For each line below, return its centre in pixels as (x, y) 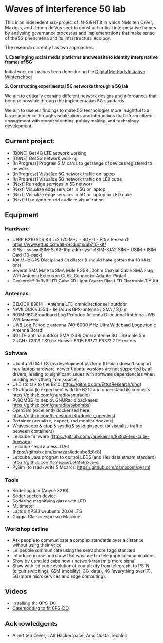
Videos (16, 592)
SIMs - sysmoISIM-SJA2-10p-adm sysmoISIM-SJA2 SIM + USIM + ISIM (84, 250)
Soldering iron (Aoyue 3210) (40, 491)
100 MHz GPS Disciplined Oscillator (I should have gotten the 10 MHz (81, 260)
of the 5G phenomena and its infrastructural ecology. (58, 38)
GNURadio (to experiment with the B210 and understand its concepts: (82, 390)
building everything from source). (45, 380)
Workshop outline (27, 529)
